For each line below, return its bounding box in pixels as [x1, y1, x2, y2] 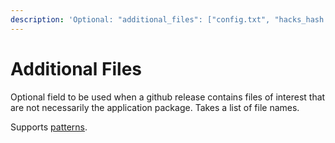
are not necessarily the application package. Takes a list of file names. [10, 101, 300, 113]
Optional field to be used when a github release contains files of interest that [10, 91, 326, 103]
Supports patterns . [10, 121, 88, 133]
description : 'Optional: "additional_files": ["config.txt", [10, 14, 271, 25]
